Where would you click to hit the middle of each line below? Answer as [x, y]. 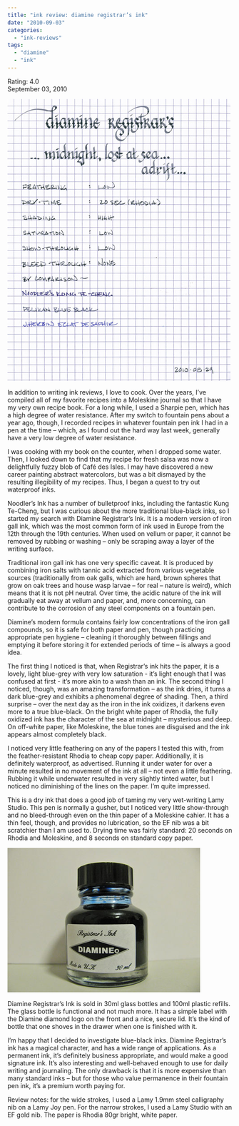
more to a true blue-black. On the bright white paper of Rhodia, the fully [113, 711]
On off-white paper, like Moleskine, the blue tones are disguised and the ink [118, 726]
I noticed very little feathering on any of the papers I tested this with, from [116, 748]
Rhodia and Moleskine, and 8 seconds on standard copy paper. [100, 838]
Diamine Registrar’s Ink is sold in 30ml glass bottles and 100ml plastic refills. [119, 1003]
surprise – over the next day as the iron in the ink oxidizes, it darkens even [116, 704]
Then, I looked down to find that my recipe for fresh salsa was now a [108, 459]
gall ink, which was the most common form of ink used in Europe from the [116, 526]
